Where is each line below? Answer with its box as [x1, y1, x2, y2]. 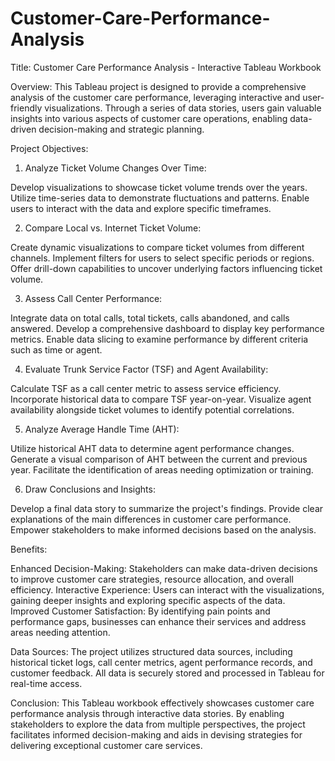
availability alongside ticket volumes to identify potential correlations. [10, 403, 295, 416]
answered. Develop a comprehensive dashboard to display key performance [10, 322, 325, 334]
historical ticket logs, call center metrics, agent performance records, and [10, 656, 313, 668]
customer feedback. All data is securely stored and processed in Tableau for [10, 667, 325, 679]
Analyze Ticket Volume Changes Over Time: [24, 162, 207, 174]
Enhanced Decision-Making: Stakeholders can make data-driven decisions [10, 562, 318, 574]
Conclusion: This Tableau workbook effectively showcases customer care [10, 697, 315, 709]
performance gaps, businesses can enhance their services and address [10, 615, 307, 627]
